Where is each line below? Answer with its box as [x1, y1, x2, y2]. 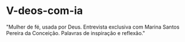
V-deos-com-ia [6, 4, 83, 17]
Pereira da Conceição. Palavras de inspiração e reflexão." [6, 29, 146, 36]
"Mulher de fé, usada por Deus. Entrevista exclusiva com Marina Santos [6, 23, 180, 30]
